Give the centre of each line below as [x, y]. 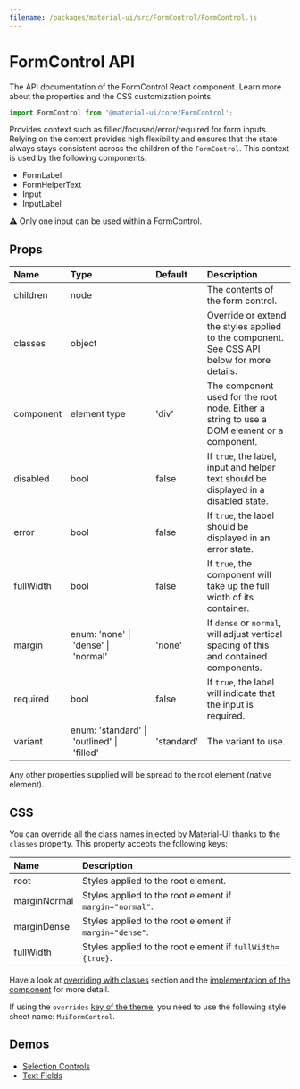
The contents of [240, 290]
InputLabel [42, 204]
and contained [237, 657]
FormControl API [72, 61]
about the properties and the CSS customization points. [111, 96]
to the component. [245, 338]
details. [222, 371]
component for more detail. [59, 990]
